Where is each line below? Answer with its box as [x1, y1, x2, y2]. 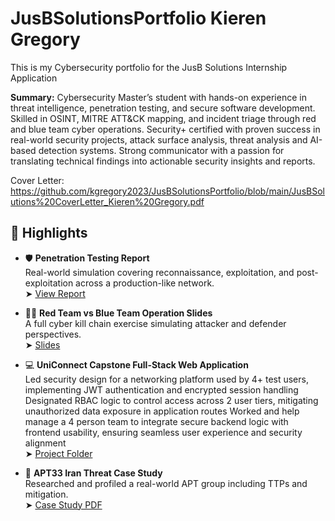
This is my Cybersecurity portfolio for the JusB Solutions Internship [10, 61, 288, 73]
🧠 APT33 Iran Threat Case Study [24, 467, 163, 479]
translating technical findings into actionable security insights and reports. [10, 155, 316, 167]
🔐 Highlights [10, 225, 88, 242]
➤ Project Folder [24, 447, 93, 459]
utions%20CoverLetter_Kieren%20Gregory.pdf [10, 195, 205, 207]
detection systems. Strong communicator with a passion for [38, 144, 285, 156]
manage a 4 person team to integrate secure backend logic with [24, 415, 289, 427]
